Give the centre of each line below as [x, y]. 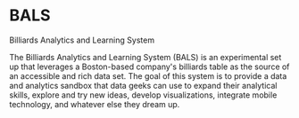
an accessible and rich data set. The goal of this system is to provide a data [148, 75]
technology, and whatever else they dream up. [95, 104]
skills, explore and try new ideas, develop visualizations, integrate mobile [143, 95]
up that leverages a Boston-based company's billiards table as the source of [149, 67]
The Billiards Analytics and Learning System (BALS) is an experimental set [145, 57]
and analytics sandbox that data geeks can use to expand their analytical [143, 85]
